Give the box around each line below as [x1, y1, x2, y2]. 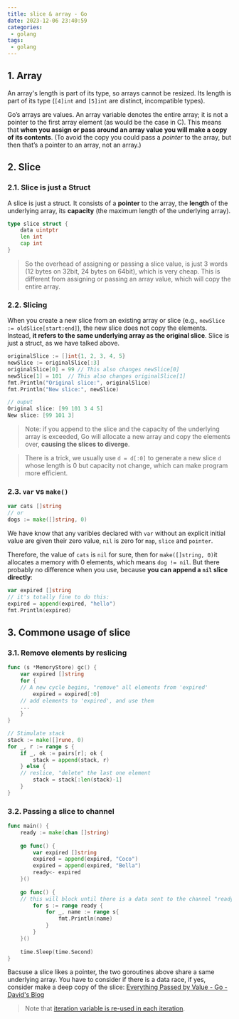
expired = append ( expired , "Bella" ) [33, 862, 142, 869]
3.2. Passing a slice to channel [7, 806, 115, 816]
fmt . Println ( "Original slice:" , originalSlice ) [7, 379, 152, 386]
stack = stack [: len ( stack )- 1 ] [33, 776, 122, 784]
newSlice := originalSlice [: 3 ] [7, 359, 100, 367]
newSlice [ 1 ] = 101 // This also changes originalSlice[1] [7, 372, 186, 380]
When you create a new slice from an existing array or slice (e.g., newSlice [7, 316, 225, 325]
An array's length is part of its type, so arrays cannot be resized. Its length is [7, 88, 232, 97]
